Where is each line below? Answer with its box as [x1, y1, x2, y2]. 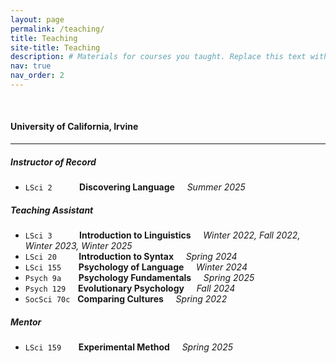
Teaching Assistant [10, 204, 94, 216]
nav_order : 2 [10, 71, 65, 81]
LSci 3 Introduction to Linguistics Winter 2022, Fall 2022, [24, 229, 301, 241]
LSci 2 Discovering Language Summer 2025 [24, 181, 246, 193]
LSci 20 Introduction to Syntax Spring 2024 [24, 251, 238, 263]
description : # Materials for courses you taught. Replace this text [10, 52, 307, 62]
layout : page [10, 14, 65, 25]
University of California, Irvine [10, 121, 139, 133]
